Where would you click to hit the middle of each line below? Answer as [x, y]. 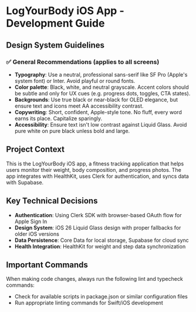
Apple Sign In [31, 221]
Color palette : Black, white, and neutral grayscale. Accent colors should [102, 87]
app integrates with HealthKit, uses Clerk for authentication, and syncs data [97, 176]
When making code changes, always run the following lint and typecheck [94, 279]
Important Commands [47, 265]
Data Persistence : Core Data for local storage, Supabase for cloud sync [102, 240]
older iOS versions [37, 234]
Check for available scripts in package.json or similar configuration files [101, 297]
